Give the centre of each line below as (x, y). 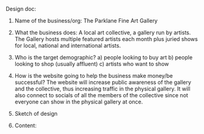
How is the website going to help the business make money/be (93, 76)
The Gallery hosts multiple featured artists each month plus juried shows (106, 39)
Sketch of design (36, 114)
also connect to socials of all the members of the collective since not (101, 95)
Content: (26, 125)
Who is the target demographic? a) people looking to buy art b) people (104, 57)
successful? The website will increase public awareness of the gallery (103, 82)
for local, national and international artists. (68, 46)
